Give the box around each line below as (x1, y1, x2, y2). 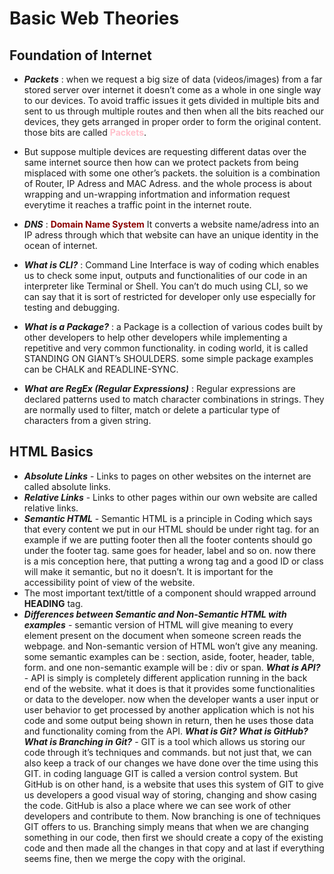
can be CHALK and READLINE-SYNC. (23, 363, 179, 375)
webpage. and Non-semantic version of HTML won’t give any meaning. (23, 640, 319, 652)
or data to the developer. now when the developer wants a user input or (23, 693, 319, 705)
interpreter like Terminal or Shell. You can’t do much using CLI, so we (23, 280, 309, 292)
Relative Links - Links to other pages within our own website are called (23, 491, 318, 503)
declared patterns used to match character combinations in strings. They (23, 393, 325, 405)
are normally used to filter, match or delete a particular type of (23, 404, 281, 416)
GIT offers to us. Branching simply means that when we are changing (23, 820, 309, 832)
